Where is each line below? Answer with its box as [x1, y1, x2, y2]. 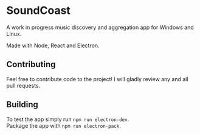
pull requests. [6, 82, 41, 89]
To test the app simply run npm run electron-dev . [6, 116, 129, 123]
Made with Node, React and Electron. [6, 42, 100, 49]
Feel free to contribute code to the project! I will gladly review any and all [6, 75, 188, 82]
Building [6, 99, 38, 110]
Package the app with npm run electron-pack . [6, 122, 121, 129]
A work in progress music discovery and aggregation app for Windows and [6, 24, 195, 31]
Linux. [6, 30, 22, 37]
